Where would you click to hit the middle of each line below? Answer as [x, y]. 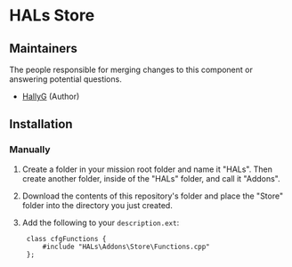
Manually [30, 150]
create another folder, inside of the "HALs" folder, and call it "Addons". [151, 178]
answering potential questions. [65, 79]
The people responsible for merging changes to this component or [131, 69]
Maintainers [44, 49]
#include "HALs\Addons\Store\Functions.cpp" [126, 247]
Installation [41, 124]
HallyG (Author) [51, 96]
